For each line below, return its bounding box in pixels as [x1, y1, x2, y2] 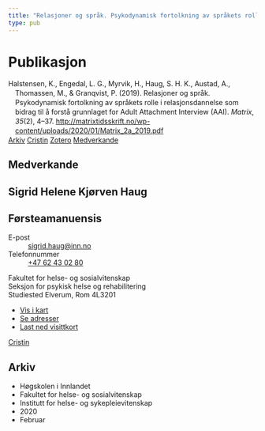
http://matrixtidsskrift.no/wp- [55, 116, 151, 126]
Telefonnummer [8, 250, 60, 259]
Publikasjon [8, 53, 87, 71]
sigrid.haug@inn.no [28, 241, 91, 251]
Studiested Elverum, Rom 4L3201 [8, 290, 116, 300]
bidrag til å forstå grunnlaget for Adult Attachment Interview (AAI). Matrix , [15, 108, 255, 117]
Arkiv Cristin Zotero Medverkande [8, 135, 119, 145]
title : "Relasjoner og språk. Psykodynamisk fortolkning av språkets [8, 11, 242, 20]
